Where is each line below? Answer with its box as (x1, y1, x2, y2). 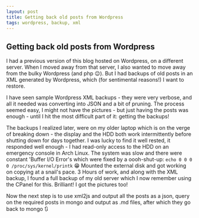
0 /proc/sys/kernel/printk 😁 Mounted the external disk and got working (6, 162, 187, 169)
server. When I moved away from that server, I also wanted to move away (6, 63, 186, 71)
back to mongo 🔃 (6, 206, 49, 213)
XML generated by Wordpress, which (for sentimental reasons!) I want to (6, 76, 184, 84)
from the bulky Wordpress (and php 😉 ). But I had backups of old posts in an (6, 70, 193, 77)
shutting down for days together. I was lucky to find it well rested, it (6, 137, 170, 144)
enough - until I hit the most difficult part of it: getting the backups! (6, 113, 169, 120)
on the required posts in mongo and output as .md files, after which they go (6, 199, 191, 206)
